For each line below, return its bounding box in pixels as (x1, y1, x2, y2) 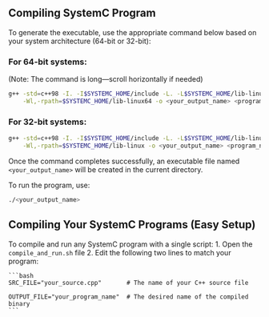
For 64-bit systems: (8, 56, 87, 67)
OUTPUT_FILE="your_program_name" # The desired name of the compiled (8, 292, 249, 301)
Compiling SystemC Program (8, 6, 156, 20)
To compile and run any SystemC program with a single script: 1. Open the (8, 239, 253, 249)
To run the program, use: (8, 180, 90, 190)
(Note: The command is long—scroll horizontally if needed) (8, 74, 203, 84)
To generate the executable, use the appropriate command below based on (8, 27, 257, 37)
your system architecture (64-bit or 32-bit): (8, 36, 151, 46)
